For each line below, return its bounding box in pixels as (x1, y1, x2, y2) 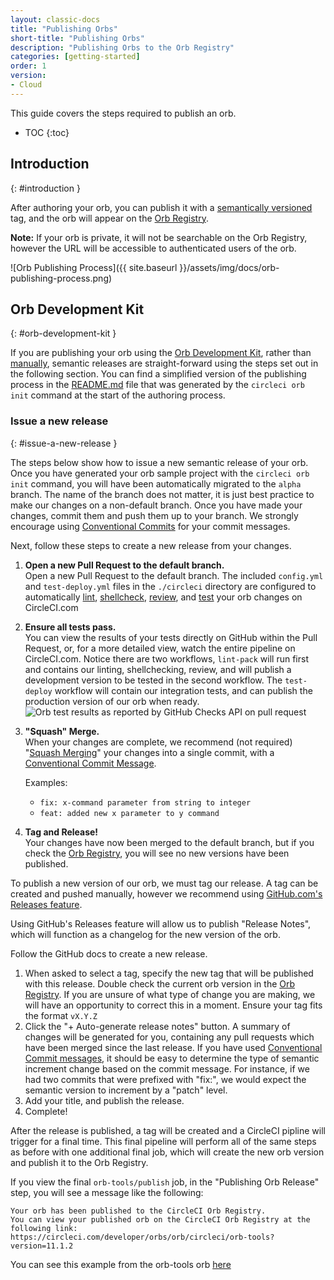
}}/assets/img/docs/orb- (179, 261, 280, 273)
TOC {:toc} (24, 126, 70, 138)
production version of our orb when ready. (24, 695, 200, 707)
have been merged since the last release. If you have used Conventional (24, 1041, 323, 1053)
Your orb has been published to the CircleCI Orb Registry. (10, 1206, 267, 1216)
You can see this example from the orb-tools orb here (10, 1258, 232, 1270)
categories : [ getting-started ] (10, 52, 141, 62)
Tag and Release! (24, 826, 99, 838)
